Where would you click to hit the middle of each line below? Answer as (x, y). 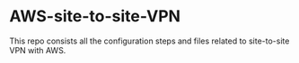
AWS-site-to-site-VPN (95, 16)
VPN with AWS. (38, 50)
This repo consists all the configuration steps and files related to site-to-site (149, 41)
